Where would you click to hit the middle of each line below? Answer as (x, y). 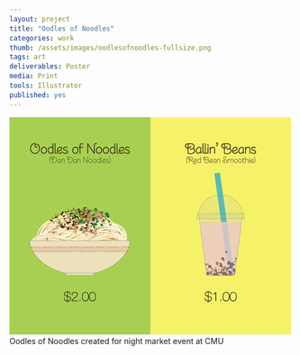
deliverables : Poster (50, 67)
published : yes (38, 95)
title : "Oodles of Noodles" (62, 28)
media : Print (34, 77)
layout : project (40, 19)
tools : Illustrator (46, 86)
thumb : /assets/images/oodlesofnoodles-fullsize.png (110, 48)
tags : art (28, 57)
